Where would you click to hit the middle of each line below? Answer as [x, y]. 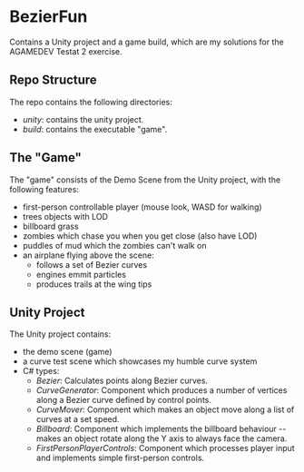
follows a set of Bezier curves [92, 264]
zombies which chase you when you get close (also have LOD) [140, 236]
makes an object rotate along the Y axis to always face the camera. [162, 438]
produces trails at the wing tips [94, 284]
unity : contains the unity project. [83, 119]
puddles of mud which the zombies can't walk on [114, 245]
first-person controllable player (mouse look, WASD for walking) [142, 207]
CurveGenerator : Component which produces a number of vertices [162, 390]
